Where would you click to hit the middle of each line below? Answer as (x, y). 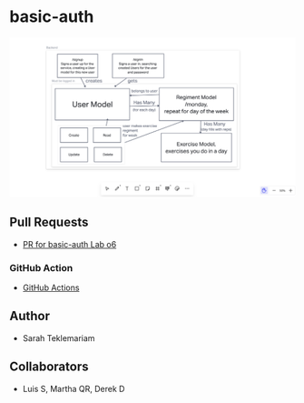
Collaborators (49, 367)
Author (29, 316)
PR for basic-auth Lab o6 (69, 244)
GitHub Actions (51, 287)
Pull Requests (49, 222)
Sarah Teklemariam (59, 338)
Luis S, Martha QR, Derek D (74, 388)
